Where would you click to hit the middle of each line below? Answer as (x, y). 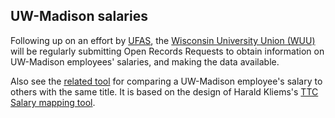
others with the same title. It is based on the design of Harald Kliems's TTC (164, 91)
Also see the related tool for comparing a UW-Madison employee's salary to (166, 81)
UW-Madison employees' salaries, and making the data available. (145, 61)
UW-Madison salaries (79, 16)
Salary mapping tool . (53, 102)
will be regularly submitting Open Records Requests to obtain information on (167, 51)
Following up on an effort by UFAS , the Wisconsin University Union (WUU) (163, 40)
